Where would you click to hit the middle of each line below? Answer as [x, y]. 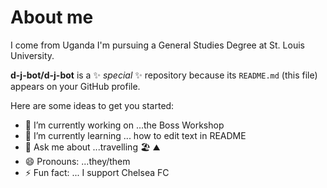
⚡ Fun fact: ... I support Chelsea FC [97, 172]
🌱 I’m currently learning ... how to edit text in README [135, 135]
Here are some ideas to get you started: [92, 105]
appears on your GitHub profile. [75, 86]
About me [52, 17]
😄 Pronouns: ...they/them [77, 161]
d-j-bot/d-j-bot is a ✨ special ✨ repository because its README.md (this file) [164, 75]
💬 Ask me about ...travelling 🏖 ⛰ [92, 147]
